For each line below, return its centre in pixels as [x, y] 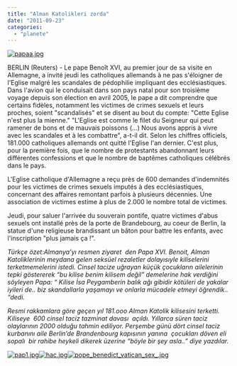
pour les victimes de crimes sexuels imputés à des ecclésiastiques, [106, 187]
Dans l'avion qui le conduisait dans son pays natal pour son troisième [109, 90]
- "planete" [32, 34]
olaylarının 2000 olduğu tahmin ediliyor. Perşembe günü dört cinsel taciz [114, 326]
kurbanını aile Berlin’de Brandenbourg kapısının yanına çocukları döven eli [117, 333]
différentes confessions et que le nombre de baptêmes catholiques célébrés [119, 158]
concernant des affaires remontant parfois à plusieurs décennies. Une [110, 194]
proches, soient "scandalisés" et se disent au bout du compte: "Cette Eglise [118, 113]
